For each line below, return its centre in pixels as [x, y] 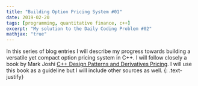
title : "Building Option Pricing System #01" [64, 12]
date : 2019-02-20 [28, 17]
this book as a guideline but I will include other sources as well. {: [87, 70]
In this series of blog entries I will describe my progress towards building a [98, 51]
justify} [15, 77]
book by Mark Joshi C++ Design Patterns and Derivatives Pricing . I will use [99, 64]
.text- [175, 70]
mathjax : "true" [26, 34]
